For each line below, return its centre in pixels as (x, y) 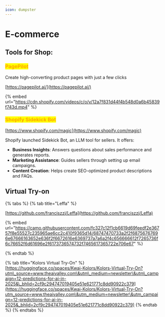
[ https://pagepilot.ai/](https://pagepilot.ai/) (48, 87)
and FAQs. (23, 176)
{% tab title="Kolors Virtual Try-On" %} (45, 263)
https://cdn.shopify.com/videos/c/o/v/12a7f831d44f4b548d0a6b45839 (87, 101)
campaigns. (24, 165)
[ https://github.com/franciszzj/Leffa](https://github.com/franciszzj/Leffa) (79, 213)
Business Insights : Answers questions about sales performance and (82, 149)
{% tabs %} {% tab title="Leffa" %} (41, 203)
